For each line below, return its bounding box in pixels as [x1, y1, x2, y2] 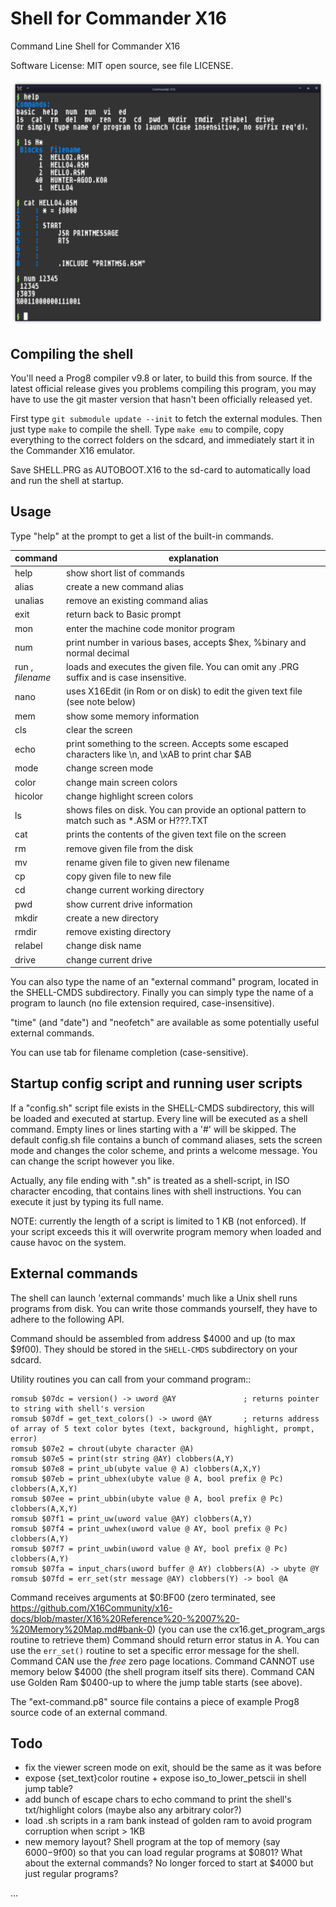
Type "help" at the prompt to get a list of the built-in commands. [10, 530, 274, 542]
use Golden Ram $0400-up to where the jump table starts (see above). [10, 1676, 303, 1688]
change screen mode [66, 762, 154, 774]
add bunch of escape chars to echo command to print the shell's [24, 1793, 292, 1806]
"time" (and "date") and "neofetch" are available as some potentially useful [10, 1017, 320, 1029]
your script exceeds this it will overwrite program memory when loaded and [10, 1225, 322, 1237]
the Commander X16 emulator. [10, 444, 136, 456]
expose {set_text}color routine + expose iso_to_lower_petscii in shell [24, 1772, 307, 1784]
